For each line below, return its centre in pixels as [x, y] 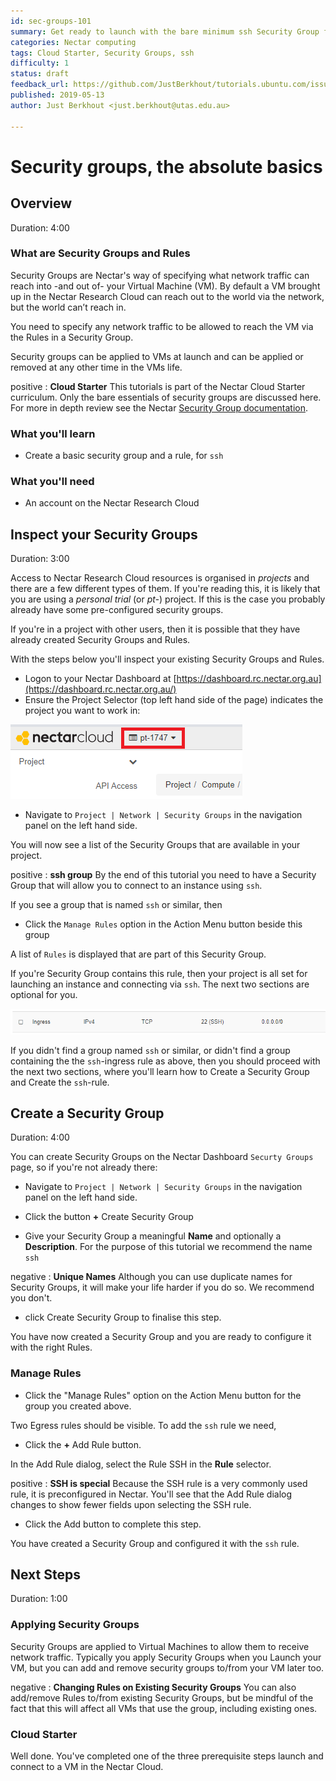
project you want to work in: [82, 711]
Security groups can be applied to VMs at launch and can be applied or [157, 356]
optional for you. [44, 995]
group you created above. [78, 1406]
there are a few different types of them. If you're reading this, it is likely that [165, 589]
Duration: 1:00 [39, 1599]
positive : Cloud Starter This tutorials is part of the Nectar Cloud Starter [158, 386]
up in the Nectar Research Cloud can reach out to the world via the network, [167, 296]
